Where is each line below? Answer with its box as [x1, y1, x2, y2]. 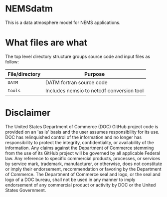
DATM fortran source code [45, 79, 108, 86]
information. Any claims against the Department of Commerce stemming [5, 145, 154, 151]
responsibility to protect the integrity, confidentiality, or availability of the [5, 139, 155, 145]
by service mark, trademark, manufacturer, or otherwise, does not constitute [5, 161, 163, 167]
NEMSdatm [5, 3, 53, 14]
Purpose [84, 70, 105, 77]
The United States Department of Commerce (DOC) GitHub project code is [5, 123, 159, 130]
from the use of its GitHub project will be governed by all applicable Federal [5, 150, 161, 156]
